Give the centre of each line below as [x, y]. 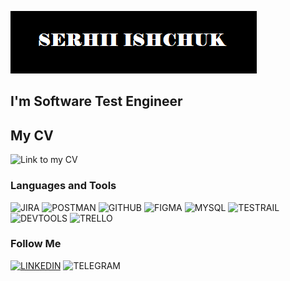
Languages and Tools [63, 186]
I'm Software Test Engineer [96, 101]
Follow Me [36, 244]
